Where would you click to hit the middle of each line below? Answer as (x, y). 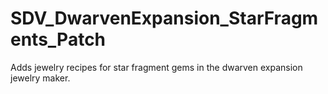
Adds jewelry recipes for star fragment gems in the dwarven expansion (156, 67)
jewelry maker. (40, 78)
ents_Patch (58, 39)
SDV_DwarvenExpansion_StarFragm (164, 18)
